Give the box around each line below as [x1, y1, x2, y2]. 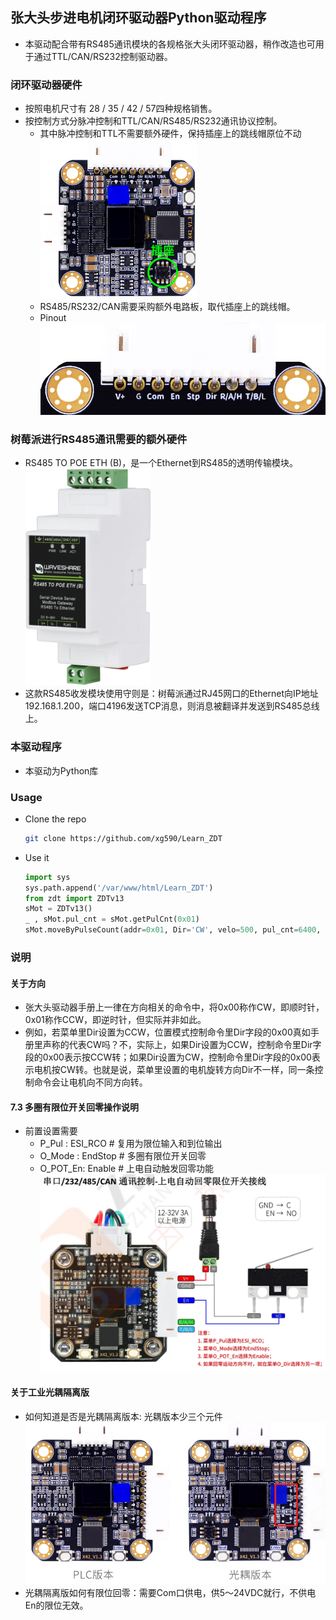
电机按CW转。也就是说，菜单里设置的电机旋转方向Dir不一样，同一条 [33, 1064, 315, 1076]
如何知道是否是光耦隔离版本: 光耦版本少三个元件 [24, 1410, 223, 1422]
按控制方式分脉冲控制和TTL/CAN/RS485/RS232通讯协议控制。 [24, 115, 283, 127]
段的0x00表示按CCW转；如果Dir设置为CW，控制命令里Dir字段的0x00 [24, 1051, 312, 1063]
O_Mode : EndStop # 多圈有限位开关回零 [39, 1150, 207, 1162]
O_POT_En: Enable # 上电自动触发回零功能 [39, 1163, 215, 1175]
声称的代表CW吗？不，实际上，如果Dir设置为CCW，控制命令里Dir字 [42, 1039, 322, 1051]
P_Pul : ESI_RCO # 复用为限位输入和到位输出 [39, 1138, 223, 1150]
